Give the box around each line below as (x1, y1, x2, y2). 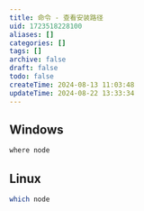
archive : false (9, 55, 67, 64)
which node (9, 195, 50, 204)
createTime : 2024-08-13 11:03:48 (9, 80, 135, 89)
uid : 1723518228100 (9, 22, 83, 31)
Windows (9, 122, 64, 137)
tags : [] (9, 47, 42, 56)
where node (9, 146, 50, 155)
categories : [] (9, 38, 67, 48)
